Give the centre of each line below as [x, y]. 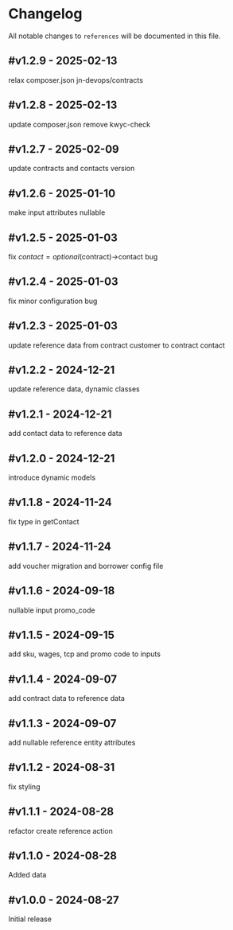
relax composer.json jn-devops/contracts [76, 80]
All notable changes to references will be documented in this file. [115, 36]
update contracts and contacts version [72, 169]
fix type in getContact [44, 521]
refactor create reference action [61, 831]
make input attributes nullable [57, 212]
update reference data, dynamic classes [74, 389]
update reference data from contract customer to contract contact [116, 345]
